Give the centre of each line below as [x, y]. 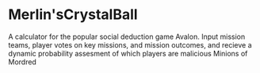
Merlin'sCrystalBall [73, 15]
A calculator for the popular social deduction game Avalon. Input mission [127, 36]
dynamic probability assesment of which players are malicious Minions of [128, 53]
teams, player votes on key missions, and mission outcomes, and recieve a [130, 44]
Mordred [23, 62]
